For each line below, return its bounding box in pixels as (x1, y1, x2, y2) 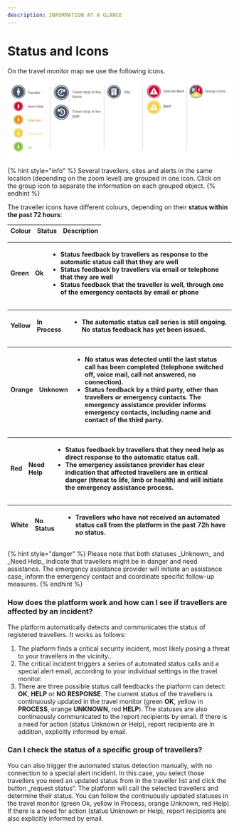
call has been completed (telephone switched (84, 362, 224, 371)
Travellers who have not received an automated (75, 513, 221, 521)
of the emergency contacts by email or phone (60, 288, 199, 296)
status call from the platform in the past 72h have (75, 520, 226, 529)
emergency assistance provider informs (84, 400, 206, 409)
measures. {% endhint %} (7, 580, 83, 589)
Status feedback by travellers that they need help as (65, 445, 225, 453)
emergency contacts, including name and (84, 408, 211, 416)
